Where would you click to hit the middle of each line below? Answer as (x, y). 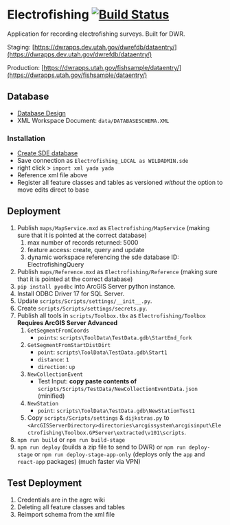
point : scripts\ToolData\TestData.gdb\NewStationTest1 (116, 410)
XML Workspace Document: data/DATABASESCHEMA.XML (93, 120)
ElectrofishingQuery (56, 264)
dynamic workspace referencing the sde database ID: (103, 257)
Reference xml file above (52, 175)
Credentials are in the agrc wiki (61, 500)
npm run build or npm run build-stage (71, 439)
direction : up (56, 366)
